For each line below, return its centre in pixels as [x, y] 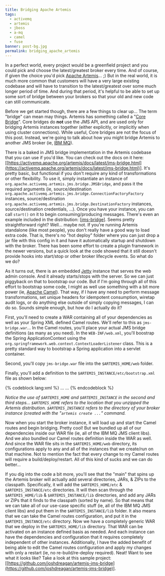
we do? [13, 261]
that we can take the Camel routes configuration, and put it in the [71, 516]
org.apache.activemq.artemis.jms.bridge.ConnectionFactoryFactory [74, 194]
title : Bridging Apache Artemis [38, 10]
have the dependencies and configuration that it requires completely [74, 537]
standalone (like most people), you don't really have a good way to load [77, 230]
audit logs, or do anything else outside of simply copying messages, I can [79, 302]
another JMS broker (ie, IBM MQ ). [39, 143]
